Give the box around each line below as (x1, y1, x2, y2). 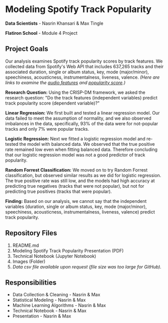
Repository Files (5, 229, 57, 238)
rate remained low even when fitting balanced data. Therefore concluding (5, 146, 157, 152)
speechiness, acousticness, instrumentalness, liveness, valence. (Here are (5, 74, 160, 80)
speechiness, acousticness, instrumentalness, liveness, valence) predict (5, 208, 155, 215)
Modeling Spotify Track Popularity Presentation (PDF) (12, 247, 124, 253)
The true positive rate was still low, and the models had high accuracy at (5, 178, 155, 184)
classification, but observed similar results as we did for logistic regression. (5, 172, 161, 178)
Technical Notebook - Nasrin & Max (12, 308, 87, 314)
